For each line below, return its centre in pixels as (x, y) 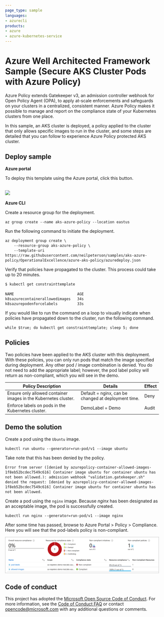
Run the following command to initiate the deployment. (60, 231)
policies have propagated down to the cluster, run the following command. (80, 318)
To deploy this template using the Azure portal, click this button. (69, 178)
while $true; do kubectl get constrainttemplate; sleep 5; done (72, 328)
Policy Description (42, 386)
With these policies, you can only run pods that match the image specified (80, 360)
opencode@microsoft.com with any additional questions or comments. (76, 609)
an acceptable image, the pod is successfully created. (59, 506)
